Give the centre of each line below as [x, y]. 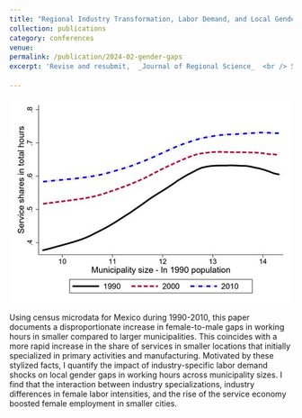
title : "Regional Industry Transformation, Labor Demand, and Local [140, 19]
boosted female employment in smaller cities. [93, 403]
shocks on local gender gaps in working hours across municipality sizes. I [146, 375]
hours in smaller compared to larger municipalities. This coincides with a [143, 336]
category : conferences [52, 38]
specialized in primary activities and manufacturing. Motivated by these [142, 355]
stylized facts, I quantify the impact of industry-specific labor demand [138, 365]
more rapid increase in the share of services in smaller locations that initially [150, 346]
